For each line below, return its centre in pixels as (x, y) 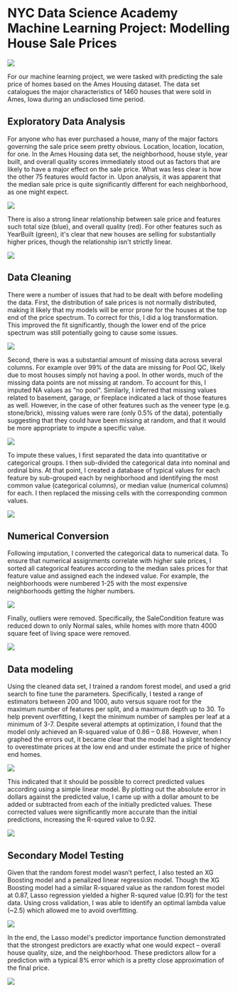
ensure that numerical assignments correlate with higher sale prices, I (109, 561)
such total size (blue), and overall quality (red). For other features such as (115, 227)
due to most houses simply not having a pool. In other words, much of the (115, 375)
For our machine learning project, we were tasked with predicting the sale (115, 76)
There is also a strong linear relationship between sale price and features (114, 219)
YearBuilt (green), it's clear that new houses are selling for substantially (112, 234)
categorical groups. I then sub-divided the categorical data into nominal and (119, 463)
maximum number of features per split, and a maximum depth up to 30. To (116, 709)
